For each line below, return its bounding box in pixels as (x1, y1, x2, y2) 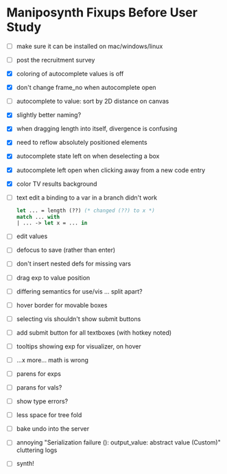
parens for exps (16, 369, 61, 378)
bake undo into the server (16, 425, 90, 433)
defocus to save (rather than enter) (16, 246, 116, 254)
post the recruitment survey (16, 56, 95, 64)
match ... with (16, 213, 60, 220)
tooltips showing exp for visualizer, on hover (16, 342, 141, 351)
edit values (16, 232, 48, 241)
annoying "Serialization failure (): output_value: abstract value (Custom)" (16, 438, 221, 447)
